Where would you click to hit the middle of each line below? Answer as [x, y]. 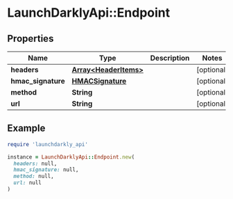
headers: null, [35, 164]
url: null [27, 183]
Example [26, 128]
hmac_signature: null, [46, 170]
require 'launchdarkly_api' [48, 144]
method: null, [34, 176]
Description [170, 58]
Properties [31, 39]
